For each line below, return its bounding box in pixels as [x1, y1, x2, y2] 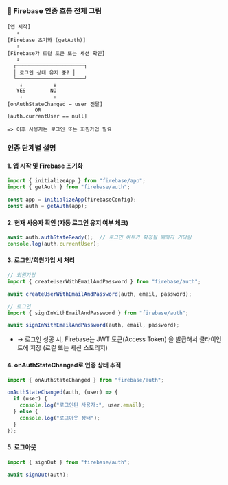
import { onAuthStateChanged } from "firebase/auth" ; [7, 376, 165, 383]
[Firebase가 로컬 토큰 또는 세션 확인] [7, 50, 105, 57]
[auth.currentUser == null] [7, 113, 88, 120]
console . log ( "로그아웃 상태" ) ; [19, 414, 101, 421]
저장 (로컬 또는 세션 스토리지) [30, 344, 109, 352]
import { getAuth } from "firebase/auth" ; [7, 184, 130, 191]
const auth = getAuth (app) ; [7, 203, 88, 210]
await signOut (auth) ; [7, 471, 69, 478]
